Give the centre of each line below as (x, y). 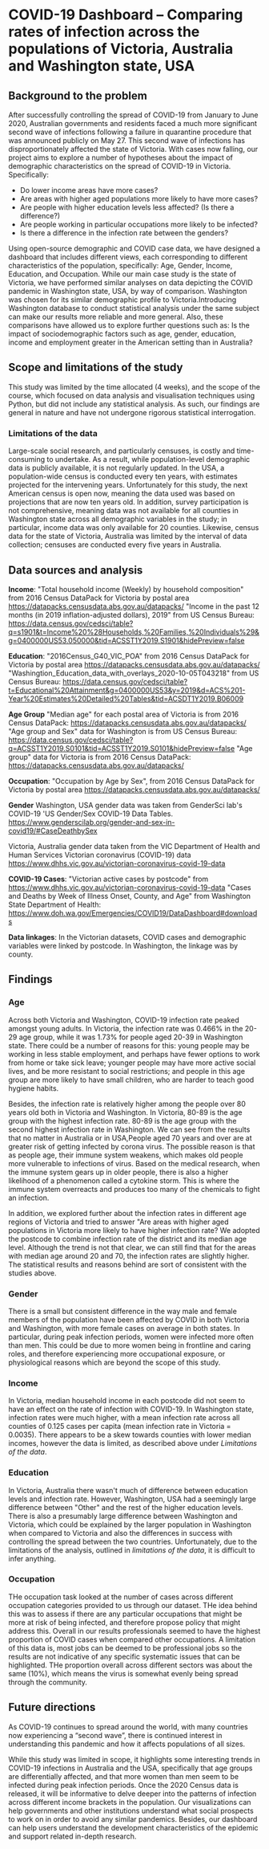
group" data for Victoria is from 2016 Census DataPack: (100, 757)
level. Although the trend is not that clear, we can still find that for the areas (132, 1247)
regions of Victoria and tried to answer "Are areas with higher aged (119, 1222)
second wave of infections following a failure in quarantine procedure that (130, 132)
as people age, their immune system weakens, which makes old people (126, 1155)
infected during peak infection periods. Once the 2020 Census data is (123, 1785)
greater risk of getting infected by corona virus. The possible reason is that (132, 1146)
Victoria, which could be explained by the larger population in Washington (130, 1525)
